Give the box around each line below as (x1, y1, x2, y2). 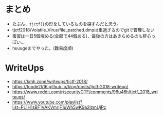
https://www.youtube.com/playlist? (12, 99, 83, 105)
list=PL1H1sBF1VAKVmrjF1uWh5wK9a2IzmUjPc (12, 104, 106, 110)
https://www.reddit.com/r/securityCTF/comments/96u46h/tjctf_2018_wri (12, 89, 158, 95)
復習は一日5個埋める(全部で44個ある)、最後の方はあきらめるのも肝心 (12, 33, 152, 39)
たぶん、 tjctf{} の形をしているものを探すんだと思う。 (12, 21, 121, 27)
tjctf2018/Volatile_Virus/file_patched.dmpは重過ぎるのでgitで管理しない (12, 27, 155, 33)
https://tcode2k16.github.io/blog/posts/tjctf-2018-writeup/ (12, 83, 128, 89)
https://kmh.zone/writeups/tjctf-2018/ (12, 78, 88, 84)
